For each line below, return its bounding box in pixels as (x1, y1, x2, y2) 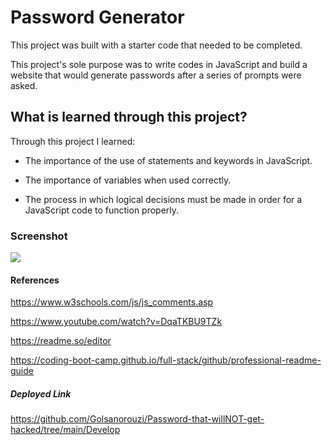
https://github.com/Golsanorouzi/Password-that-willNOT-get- (10, 413, 265, 425)
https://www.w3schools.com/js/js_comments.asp (10, 296, 214, 308)
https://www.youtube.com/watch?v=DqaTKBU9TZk (10, 316, 223, 328)
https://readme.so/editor (10, 335, 112, 347)
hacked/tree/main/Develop (10, 424, 121, 436)
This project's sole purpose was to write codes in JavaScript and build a (10, 58, 308, 70)
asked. (10, 79, 38, 91)
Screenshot (10, 229, 68, 243)
